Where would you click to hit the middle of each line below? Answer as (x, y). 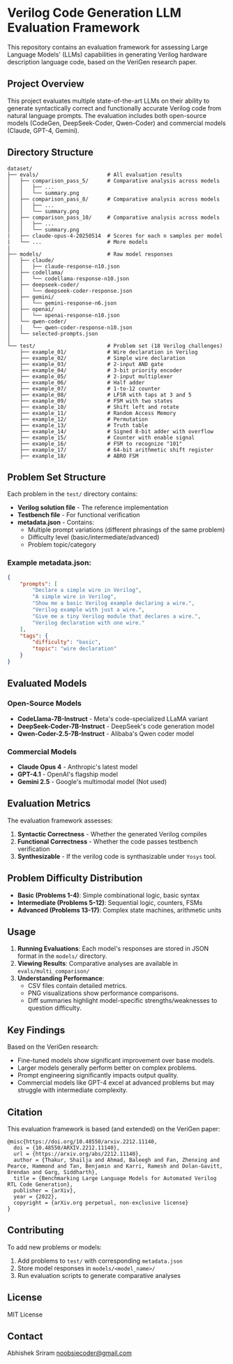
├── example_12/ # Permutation (84, 419)
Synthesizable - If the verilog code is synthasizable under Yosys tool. (117, 856)
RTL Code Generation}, (40, 1184)
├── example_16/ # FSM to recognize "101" (101, 444)
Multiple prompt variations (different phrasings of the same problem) (126, 530)
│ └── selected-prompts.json (53, 333)
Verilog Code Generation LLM (94, 13)
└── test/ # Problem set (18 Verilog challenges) (115, 346)
